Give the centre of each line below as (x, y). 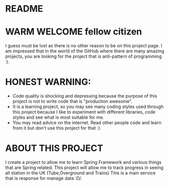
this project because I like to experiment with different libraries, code (84, 112)
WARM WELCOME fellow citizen (74, 32)
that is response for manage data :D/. (44, 178)
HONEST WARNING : (48, 82)
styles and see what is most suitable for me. (58, 117)
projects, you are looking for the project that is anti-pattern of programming (83, 56)
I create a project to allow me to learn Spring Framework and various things (83, 162)
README (24, 9)
